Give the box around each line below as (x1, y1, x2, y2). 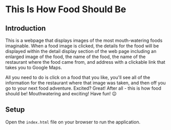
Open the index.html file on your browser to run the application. (5, 119, 141, 125)
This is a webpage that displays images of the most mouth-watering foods (5, 37, 163, 43)
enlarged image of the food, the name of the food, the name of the (5, 54, 146, 60)
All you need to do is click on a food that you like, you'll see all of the (5, 74, 150, 80)
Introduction (5, 24, 46, 33)
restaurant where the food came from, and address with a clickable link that (5, 59, 165, 65)
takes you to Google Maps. (5, 65, 63, 70)
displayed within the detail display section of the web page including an (5, 48, 157, 54)
